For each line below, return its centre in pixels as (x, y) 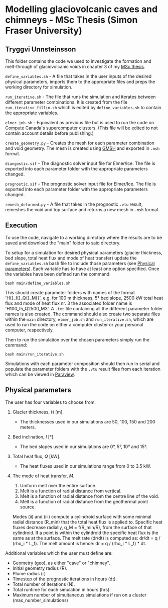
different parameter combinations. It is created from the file (66, 102)
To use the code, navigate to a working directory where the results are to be (83, 237)
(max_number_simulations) (40, 600)
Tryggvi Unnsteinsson (41, 49)
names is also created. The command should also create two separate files (83, 314)
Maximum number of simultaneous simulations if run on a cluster (79, 595)
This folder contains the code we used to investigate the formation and (78, 61)
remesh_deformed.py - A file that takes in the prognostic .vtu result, (74, 204)
